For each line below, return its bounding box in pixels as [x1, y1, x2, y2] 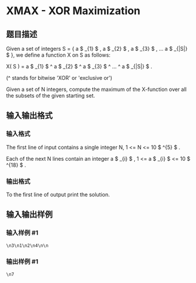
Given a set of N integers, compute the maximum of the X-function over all [6, 86, 187, 93]
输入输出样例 [6, 210, 53, 220]
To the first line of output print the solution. [6, 191, 110, 198]
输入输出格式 [6, 110, 53, 121]
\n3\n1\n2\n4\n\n [6, 242, 49, 249]
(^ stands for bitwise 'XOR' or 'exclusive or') [6, 74, 113, 81]
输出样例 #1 [6, 258, 38, 266]
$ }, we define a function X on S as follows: [6, 51, 111, 58]
